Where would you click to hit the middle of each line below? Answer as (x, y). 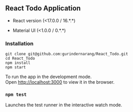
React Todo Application (43, 8)
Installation (20, 44)
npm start (16, 67)
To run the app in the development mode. (48, 77)
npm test (16, 95)
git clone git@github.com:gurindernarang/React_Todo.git (67, 54)
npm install (18, 63)
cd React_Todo (20, 59)
